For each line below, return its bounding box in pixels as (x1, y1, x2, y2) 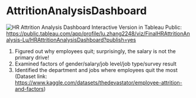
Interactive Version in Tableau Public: (91, 24, 182, 31)
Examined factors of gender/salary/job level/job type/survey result (14, 60, 176, 67)
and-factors (14, 85, 44, 92)
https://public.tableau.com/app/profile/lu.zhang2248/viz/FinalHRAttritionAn (6, 30, 191, 37)
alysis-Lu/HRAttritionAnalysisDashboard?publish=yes (6, 36, 136, 43)
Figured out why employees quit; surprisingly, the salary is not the (14, 47, 176, 54)
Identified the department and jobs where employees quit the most (14, 66, 178, 73)
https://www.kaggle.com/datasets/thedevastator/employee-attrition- (14, 79, 182, 86)
